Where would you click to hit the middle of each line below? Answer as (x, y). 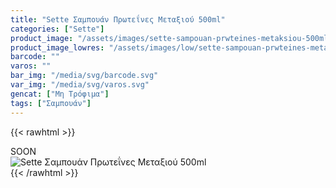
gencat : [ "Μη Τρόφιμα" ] (60, 94)
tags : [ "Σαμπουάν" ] (51, 103)
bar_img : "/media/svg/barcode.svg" (84, 76)
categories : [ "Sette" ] (57, 29)
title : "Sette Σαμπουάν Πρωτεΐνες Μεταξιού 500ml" (118, 19)
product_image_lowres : (57, 47)
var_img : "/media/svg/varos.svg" (80, 85)
